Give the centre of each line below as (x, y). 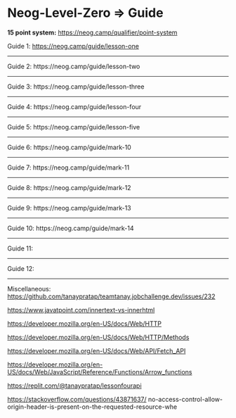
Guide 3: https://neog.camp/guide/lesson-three (76, 87)
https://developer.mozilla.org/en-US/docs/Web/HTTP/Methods (98, 337)
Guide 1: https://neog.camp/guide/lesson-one (73, 46)
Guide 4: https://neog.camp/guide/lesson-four (74, 106)
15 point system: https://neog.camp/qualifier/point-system (92, 32)
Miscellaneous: (29, 289)
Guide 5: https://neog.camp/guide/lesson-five (74, 127)
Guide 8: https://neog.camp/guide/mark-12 (69, 187)
